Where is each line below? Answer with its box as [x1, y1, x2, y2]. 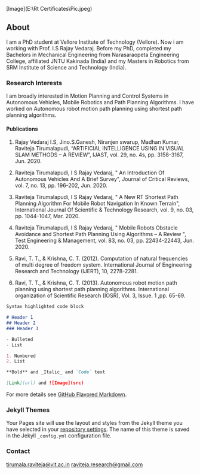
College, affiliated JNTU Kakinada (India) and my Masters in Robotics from [6, 57, 189, 65]
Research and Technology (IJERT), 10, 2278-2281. [14, 268, 139, 275]
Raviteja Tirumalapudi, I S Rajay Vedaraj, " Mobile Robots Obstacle [14, 224, 178, 231]
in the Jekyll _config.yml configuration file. [6, 432, 112, 439]
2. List [6, 358, 26, 364]
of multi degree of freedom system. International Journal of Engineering [14, 261, 192, 268]
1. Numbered [6, 353, 36, 359]
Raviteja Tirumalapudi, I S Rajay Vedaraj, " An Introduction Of [14, 169, 165, 176]
